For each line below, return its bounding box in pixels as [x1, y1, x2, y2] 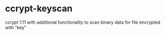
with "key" [5, 24, 26, 30]
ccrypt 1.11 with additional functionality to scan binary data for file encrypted [5, 19, 161, 25]
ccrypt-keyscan [5, 3, 73, 14]
